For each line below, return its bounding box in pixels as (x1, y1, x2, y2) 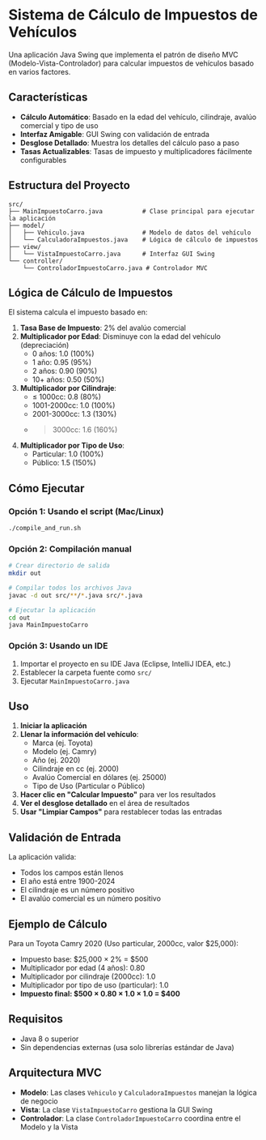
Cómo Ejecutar (8, 481, 85, 495)
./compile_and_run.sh (8, 525, 82, 533)
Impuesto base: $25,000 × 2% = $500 (19, 954, 149, 964)
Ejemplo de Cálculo (8, 917, 108, 931)
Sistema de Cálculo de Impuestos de (8, 6, 259, 24)
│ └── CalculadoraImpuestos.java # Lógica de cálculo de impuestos (8, 235, 259, 244)
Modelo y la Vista (19, 1121, 78, 1132)
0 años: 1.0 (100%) (32, 349, 95, 358)
